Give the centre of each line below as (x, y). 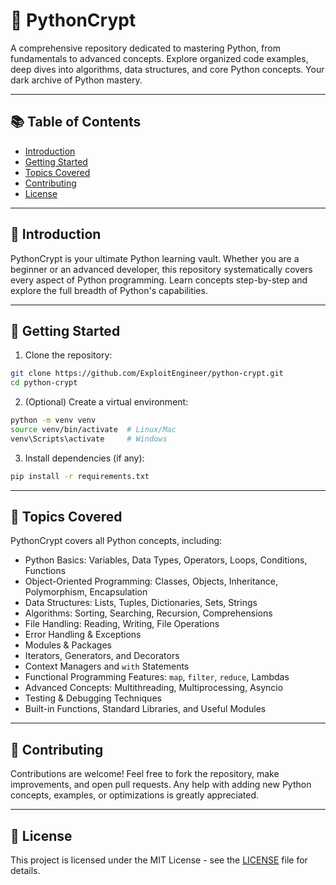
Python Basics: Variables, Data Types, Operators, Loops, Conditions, (166, 560)
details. (25, 871)
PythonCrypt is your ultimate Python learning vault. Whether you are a (155, 258)
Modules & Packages (68, 645)
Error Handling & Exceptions (83, 635)
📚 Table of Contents (76, 122)
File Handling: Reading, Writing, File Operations (122, 624)
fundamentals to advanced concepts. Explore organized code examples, (159, 58)
